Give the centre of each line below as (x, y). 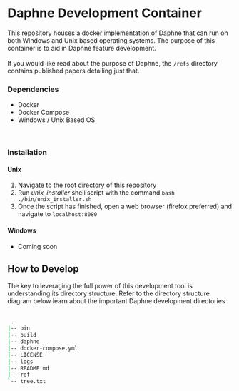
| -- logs (20, 362)
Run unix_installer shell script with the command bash (96, 193)
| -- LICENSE (25, 355)
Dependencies (33, 89)
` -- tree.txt (27, 382)
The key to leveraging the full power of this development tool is (100, 286)
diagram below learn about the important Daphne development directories (116, 301)
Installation (27, 153)
